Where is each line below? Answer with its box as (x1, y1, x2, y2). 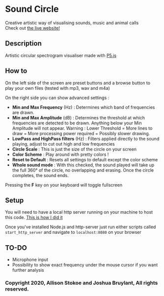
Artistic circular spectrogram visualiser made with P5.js (5, 52, 117, 58)
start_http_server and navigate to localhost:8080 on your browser (5, 229, 141, 235)
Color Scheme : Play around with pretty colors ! (12, 151, 109, 157)
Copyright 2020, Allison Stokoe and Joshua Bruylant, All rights (5, 280, 158, 287)
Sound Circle (5, 3, 59, 15)
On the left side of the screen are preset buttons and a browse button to (5, 80, 151, 86)
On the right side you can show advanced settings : (5, 95, 109, 101)
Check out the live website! (5, 25, 60, 31)
